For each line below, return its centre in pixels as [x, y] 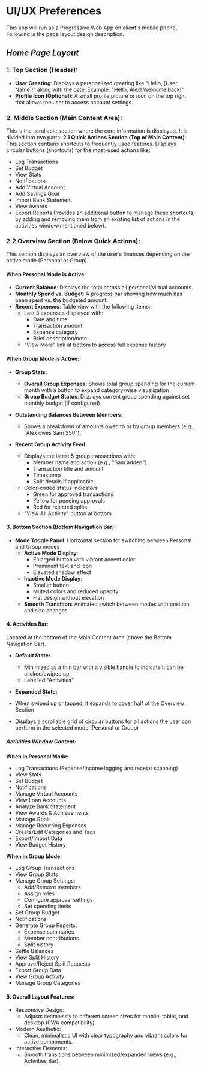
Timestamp [47, 475]
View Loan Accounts [40, 800]
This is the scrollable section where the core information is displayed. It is [97, 131]
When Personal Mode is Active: [46, 274]
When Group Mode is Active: [43, 359]
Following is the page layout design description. [65, 34]
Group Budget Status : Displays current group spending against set [107, 396]
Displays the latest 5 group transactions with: [79, 456]
